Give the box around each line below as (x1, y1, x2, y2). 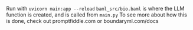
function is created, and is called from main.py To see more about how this (6, 11, 187, 18)
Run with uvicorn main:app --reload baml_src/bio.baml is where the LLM (6, 5, 185, 12)
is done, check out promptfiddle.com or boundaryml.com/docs (6, 18, 159, 24)
